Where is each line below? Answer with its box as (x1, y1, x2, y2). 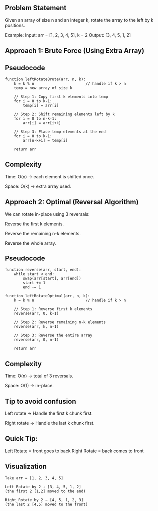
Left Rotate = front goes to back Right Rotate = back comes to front (5, 448, 144, 454)
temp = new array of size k (14, 86, 72, 91)
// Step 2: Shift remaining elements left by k (14, 112, 115, 117)
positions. (5, 22, 25, 28)
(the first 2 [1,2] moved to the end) (5, 489, 86, 494)
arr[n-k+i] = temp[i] (23, 138, 68, 143)
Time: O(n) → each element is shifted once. (5, 173, 95, 179)
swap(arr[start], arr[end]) (23, 276, 81, 281)
